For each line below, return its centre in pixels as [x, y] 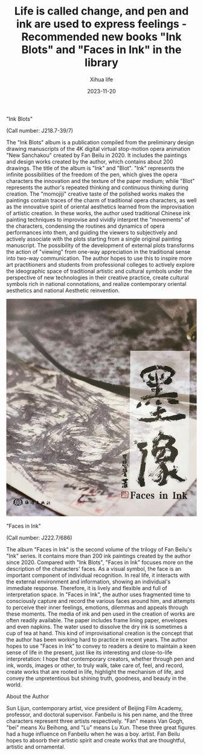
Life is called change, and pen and [101, 11]
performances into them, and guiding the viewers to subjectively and [92, 232]
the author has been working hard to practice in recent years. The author [97, 640]
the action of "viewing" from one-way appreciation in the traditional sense [98, 251]
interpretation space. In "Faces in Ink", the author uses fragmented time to [98, 594]
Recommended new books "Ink [101, 37]
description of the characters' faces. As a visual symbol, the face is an [94, 569]
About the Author [28, 697]
